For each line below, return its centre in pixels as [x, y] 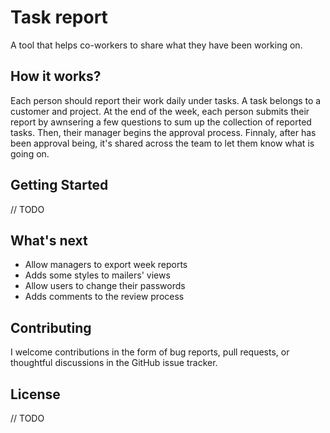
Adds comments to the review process [104, 297]
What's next [49, 240]
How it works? [56, 76]
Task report [59, 17]
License [35, 394]
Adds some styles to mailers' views [97, 275]
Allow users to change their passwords [105, 286]
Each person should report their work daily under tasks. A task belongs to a [166, 100]
